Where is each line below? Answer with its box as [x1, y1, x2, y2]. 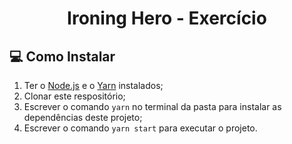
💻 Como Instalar [9, 48, 116, 65]
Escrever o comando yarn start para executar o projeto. [23, 122, 258, 134]
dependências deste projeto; [23, 112, 143, 123]
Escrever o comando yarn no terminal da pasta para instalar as [23, 101, 282, 112]
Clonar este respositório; [23, 90, 126, 102]
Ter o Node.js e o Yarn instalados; [23, 80, 164, 91]
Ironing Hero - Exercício [67, 7, 267, 30]
